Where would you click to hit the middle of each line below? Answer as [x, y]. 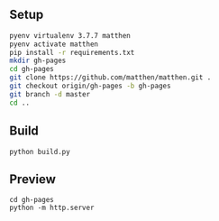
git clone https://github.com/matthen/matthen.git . [110, 78]
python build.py [40, 152]
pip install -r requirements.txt [72, 52]
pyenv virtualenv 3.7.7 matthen [70, 35]
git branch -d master [50, 94]
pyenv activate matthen [54, 44]
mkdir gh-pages [38, 61]
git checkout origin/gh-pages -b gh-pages [90, 86]
